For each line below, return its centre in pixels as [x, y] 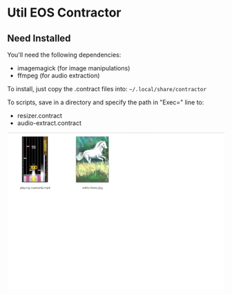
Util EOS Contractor [64, 13]
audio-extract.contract [49, 123]
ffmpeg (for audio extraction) [58, 75]
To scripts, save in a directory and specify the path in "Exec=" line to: [106, 102]
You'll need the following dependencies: [64, 55]
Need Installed [39, 38]
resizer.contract [39, 116]
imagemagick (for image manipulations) [74, 68]
